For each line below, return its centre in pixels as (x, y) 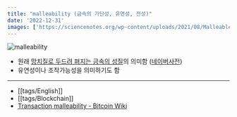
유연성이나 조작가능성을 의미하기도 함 (68, 70)
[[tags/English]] (40, 91)
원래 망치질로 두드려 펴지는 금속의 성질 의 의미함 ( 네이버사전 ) (100, 61)
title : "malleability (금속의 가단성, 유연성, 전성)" (80, 14)
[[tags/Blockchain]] (45, 99)
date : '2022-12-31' (36, 20)
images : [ (22, 27)
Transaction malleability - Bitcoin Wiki (72, 106)
